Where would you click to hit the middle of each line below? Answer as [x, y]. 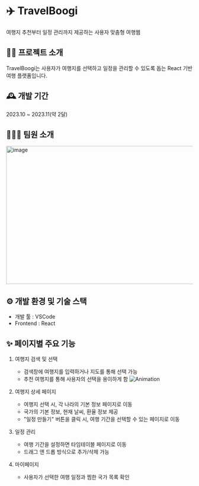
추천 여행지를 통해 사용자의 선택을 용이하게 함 [76, 379]
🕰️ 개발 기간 [27, 96]
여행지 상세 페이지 [35, 392]
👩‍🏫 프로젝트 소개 [35, 53]
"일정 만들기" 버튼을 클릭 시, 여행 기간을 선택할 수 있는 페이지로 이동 [102, 419]
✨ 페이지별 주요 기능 [41, 344]
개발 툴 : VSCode [35, 317]
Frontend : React [35, 323]
